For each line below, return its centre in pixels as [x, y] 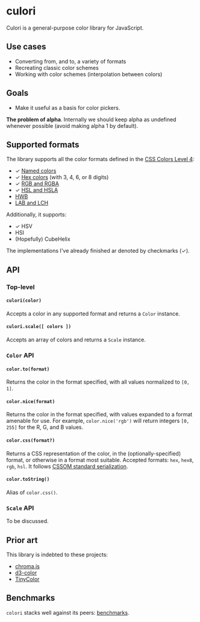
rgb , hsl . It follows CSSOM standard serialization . [67, 466]
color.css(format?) [31, 441]
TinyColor [27, 579]
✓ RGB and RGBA [37, 184]
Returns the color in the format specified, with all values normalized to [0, [98, 382]
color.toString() [28, 480]
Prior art [22, 540]
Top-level [20, 287]
